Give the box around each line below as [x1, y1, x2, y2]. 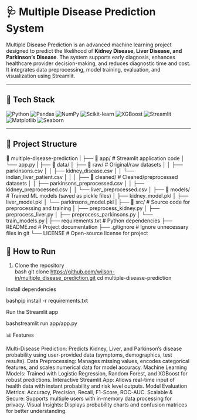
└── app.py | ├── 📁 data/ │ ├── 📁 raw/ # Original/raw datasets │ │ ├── [6, 161, 184, 168]
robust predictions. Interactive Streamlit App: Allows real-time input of [6, 377, 175, 384]
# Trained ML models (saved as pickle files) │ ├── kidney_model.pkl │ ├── [6, 192, 189, 199]
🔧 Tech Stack [6, 95, 55, 105]
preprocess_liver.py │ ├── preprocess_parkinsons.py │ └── [6, 211, 154, 218]
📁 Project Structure [6, 139, 77, 149]
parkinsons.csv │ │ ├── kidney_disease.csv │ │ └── [6, 167, 135, 174]
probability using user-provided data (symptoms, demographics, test [6, 351, 172, 358]
